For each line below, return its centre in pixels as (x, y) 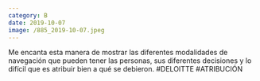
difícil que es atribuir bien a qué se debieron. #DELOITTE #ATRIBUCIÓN (126, 69)
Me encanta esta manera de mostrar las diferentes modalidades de (118, 53)
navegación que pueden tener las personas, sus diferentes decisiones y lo (130, 61)
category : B (28, 15)
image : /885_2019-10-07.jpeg (56, 30)
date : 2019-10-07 (37, 23)
